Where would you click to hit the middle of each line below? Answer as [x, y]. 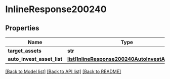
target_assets [25, 51]
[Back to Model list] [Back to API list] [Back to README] [63, 71]
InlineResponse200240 [56, 9]
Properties [22, 28]
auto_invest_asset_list [35, 59]
